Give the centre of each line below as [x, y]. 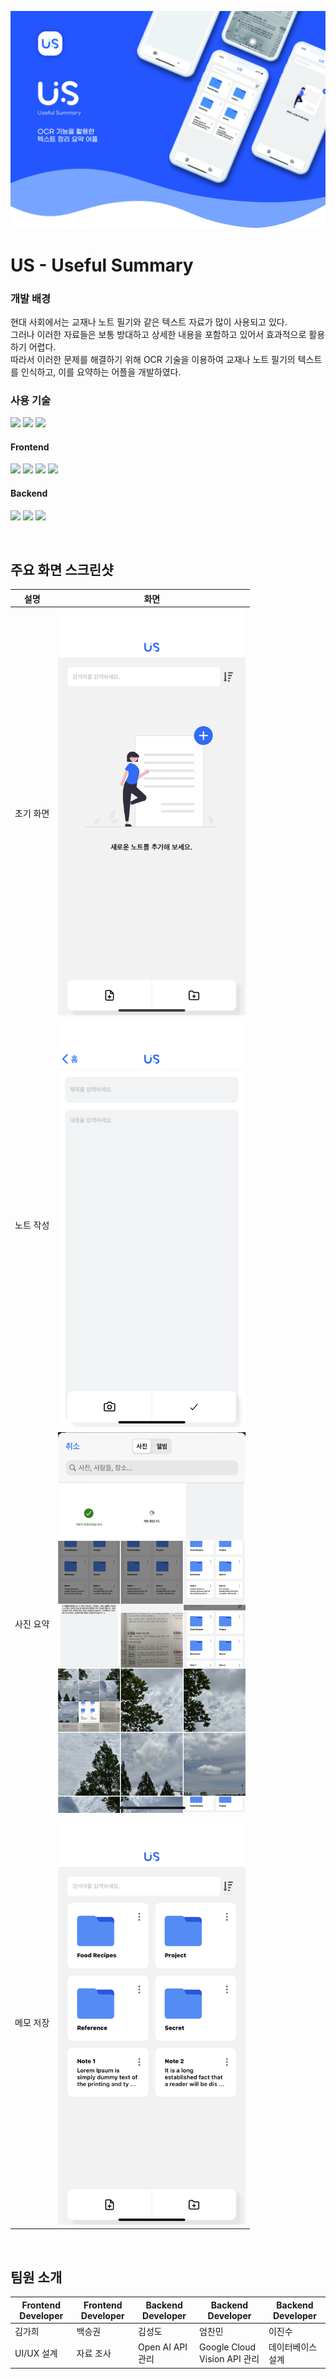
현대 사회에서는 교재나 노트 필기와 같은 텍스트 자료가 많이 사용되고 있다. [149, 322]
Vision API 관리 [229, 2358]
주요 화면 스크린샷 [62, 570]
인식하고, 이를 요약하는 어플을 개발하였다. [101, 372]
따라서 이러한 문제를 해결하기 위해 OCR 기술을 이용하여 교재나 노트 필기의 [153, 359]
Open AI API [163, 2347]
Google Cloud [228, 2347]
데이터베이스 [293, 2347]
